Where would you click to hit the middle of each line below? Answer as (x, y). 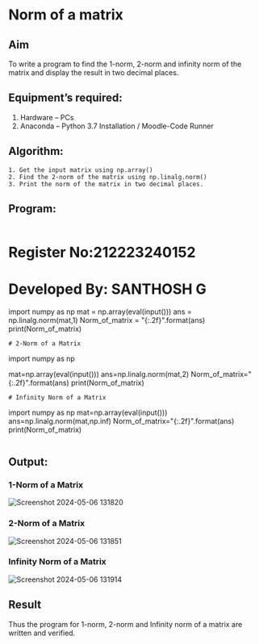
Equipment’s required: (65, 98)
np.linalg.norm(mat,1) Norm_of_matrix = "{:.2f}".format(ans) (107, 320)
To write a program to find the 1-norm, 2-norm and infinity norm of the (125, 64)
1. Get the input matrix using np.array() (81, 170)
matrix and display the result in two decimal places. (94, 73)
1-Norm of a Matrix (46, 484)
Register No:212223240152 (102, 252)
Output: (28, 462)
